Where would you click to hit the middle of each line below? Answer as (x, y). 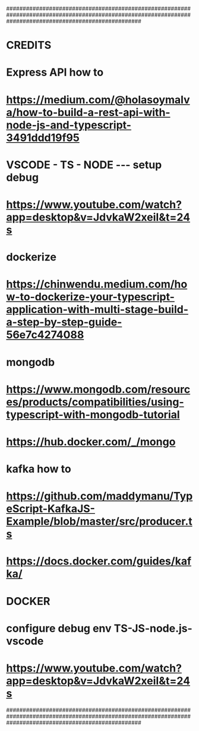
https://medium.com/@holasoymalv (98, 100)
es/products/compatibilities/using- (95, 402)
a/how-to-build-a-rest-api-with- (88, 112)
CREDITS (29, 46)
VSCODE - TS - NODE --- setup (84, 164)
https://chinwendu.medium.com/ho (97, 284)
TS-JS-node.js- (153, 628)
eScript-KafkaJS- (50, 509)
